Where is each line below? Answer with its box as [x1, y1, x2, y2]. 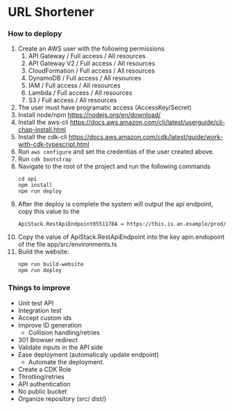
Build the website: [17, 247, 69, 256]
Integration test [17, 306, 62, 314]
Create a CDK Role [17, 365, 71, 373]
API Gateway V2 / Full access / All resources [28, 60, 155, 68]
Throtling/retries [17, 372, 64, 381]
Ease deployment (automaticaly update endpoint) [17, 350, 159, 359]
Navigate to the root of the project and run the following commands [17, 162, 211, 170]
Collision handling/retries [28, 328, 100, 337]
